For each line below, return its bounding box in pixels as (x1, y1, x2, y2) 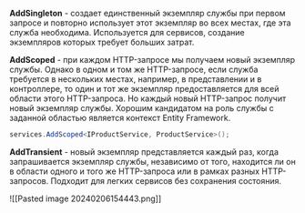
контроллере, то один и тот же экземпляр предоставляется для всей (9, 84, 280, 94)
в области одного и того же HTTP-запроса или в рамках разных (9, 166, 260, 177)
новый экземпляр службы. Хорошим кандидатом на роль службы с (9, 103, 275, 113)
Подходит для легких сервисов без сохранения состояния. (50, 175, 282, 186)
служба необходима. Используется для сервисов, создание (9, 27, 245, 37)
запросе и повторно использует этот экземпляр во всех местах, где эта (9, 17, 291, 28)
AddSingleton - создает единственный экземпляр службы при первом (9, 8, 286, 18)
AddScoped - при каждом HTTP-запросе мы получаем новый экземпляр (9, 55, 296, 65)
